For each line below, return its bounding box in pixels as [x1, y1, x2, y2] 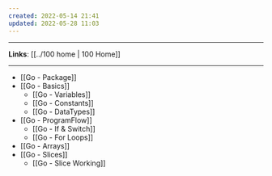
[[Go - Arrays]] [19, 140, 70, 150]
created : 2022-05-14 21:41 [8, 11, 100, 20]
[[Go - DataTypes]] [32, 107, 96, 116]
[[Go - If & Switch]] [32, 124, 96, 133]
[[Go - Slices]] [19, 149, 68, 159]
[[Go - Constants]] [32, 98, 95, 107]
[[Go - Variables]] [32, 90, 91, 99]
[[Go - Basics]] [19, 81, 70, 90]
